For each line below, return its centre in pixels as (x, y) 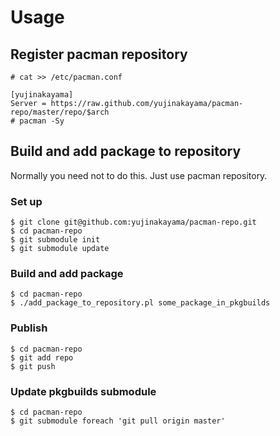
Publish (29, 328)
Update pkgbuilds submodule (83, 391)
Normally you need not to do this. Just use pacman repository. (139, 175)
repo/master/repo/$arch (60, 112)
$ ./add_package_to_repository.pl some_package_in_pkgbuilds (140, 303)
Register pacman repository (99, 54)
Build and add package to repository (126, 151)
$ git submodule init (55, 240)
